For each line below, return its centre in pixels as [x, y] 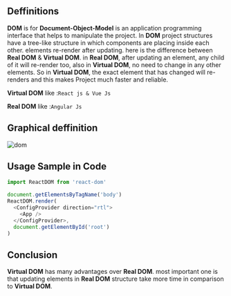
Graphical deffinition [53, 128]
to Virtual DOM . [30, 286]
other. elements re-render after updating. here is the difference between [110, 50]
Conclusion [33, 255]
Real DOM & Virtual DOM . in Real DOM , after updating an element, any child [116, 57]
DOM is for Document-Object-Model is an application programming [104, 28]
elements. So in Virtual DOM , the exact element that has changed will [107, 72]
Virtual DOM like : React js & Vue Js [59, 93]
